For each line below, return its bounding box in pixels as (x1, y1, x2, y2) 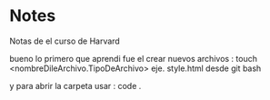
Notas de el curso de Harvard (9, 35, 120, 46)
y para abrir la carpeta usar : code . (9, 80, 142, 91)
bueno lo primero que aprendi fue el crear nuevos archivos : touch (9, 53, 257, 64)
